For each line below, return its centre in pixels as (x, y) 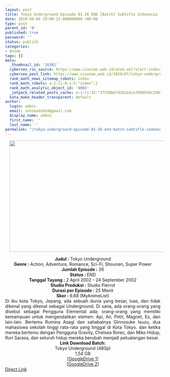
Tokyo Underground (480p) (83, 348)
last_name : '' (24, 125)
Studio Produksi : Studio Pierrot (83, 285)
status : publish (22, 42)
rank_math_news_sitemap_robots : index (50, 79)
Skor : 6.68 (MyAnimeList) (83, 296)
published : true (22, 33)
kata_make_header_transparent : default (51, 97)
